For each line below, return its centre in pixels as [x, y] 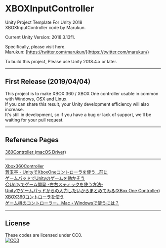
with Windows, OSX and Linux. [36, 99]
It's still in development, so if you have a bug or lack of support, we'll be [78, 115]
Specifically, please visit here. [35, 46]
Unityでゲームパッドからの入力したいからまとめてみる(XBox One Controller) [83, 190]
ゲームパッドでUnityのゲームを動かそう [45, 178]
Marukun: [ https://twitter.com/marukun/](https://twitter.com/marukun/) [77, 52]
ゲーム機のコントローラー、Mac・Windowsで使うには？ [62, 203]
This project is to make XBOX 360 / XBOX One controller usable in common [82, 93]
